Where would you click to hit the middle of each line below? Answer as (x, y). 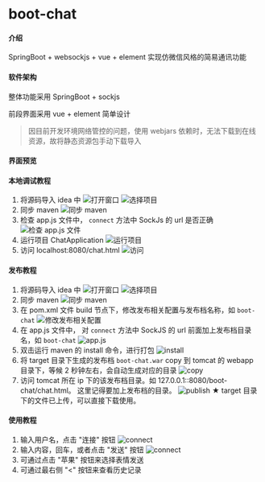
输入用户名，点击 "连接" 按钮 (68, 439)
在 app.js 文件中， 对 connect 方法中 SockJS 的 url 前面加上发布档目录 (136, 330)
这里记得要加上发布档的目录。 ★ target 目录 (167, 390)
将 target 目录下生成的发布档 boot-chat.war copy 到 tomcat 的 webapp (137, 360)
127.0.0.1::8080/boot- (193, 380)
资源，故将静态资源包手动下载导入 (85, 141)
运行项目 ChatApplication (62, 240)
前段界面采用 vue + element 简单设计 (70, 113)
